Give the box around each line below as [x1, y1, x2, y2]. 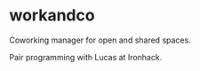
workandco [9, 5, 95, 26]
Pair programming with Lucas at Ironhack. [9, 51, 163, 62]
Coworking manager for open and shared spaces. [9, 35, 191, 45]
